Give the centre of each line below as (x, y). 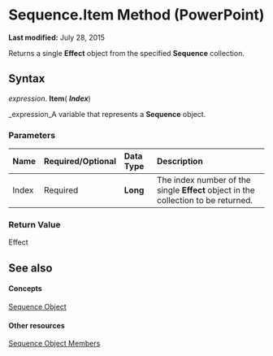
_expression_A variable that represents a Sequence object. (107, 114)
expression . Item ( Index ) (50, 98)
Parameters (32, 135)
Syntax (27, 79)
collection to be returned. (205, 201)
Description (180, 162)
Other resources (37, 325)
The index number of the (204, 180)
